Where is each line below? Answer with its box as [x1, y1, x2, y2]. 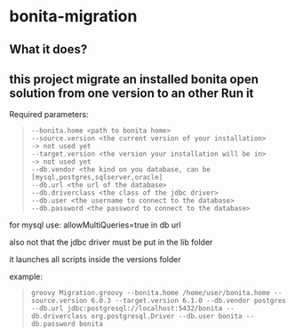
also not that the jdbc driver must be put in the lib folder [9, 237, 213, 248]
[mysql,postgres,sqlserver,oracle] [30, 173, 163, 182]
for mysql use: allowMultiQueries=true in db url [9, 220, 181, 230]
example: [9, 271, 43, 282]
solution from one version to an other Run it [9, 85, 254, 100]
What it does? [9, 42, 88, 57]
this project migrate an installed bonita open [9, 71, 259, 86]
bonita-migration [9, 6, 138, 27]
